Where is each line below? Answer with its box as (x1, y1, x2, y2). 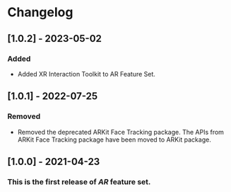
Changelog (7, 4, 73, 21)
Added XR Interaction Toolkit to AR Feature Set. (17, 69, 155, 78)
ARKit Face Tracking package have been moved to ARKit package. (17, 135, 212, 144)
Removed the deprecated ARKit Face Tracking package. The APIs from (17, 128, 225, 136)
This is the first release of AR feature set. (7, 176, 151, 186)
